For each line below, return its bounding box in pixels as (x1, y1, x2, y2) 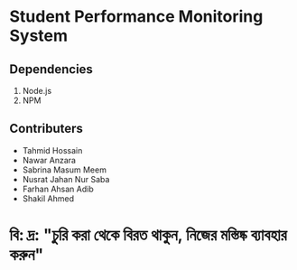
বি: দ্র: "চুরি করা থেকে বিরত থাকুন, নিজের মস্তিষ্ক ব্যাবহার (9, 225, 287, 245)
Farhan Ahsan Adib (22, 183, 95, 194)
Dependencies (9, 61, 93, 77)
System (9, 25, 69, 46)
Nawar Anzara (22, 154, 77, 165)
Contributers (9, 121, 84, 136)
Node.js (22, 86, 52, 96)
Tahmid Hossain (22, 144, 83, 155)
